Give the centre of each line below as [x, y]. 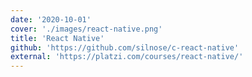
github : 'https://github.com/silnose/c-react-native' [125, 47]
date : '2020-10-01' [51, 19]
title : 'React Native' [57, 38]
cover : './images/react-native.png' [86, 29]
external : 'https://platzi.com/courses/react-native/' [127, 57]
